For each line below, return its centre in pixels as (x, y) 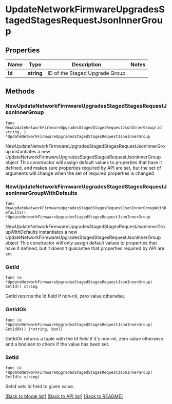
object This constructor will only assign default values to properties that (81, 243)
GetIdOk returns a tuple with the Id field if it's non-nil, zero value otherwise (84, 338)
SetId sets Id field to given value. (40, 386)
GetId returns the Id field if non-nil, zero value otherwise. (65, 296)
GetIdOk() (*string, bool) (34, 329)
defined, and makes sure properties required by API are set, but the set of (83, 168)
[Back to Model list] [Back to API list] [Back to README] (64, 396)
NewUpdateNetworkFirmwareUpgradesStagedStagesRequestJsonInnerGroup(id (83, 127)
